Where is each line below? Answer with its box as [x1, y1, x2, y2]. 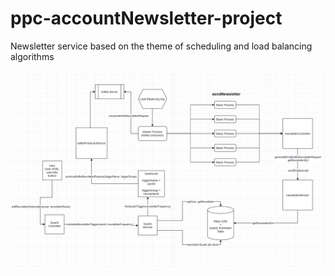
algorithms [10, 50, 55, 62]
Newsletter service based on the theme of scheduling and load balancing [10, 40, 313, 52]
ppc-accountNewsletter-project [10, 7, 283, 30]
